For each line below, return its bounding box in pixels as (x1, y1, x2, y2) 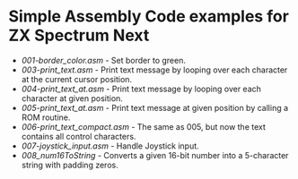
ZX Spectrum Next (8, 25, 150, 46)
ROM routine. (21, 112, 71, 123)
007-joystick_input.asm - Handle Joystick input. (21, 141, 199, 151)
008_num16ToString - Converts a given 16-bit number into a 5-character (21, 149, 289, 160)
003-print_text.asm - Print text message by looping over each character (21, 64, 288, 75)
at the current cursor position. (21, 73, 132, 84)
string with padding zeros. (21, 159, 118, 170)
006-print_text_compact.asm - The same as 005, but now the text (21, 121, 267, 132)
